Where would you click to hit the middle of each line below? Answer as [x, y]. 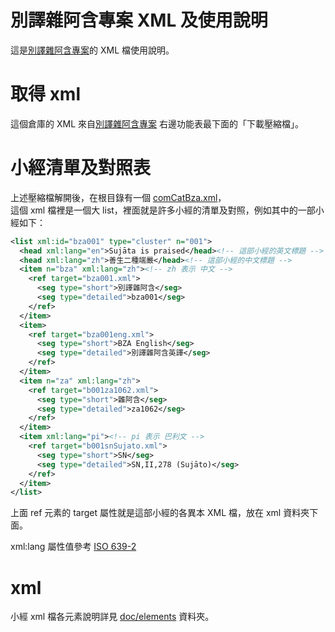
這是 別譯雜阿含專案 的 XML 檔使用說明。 [92, 50]
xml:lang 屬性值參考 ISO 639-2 [73, 547]
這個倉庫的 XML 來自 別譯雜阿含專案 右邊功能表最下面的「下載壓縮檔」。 [157, 123]
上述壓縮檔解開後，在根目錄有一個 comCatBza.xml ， [118, 197]
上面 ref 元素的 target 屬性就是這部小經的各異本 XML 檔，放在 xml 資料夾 [160, 513]
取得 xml [46, 94]
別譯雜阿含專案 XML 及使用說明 [139, 20]
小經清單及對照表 [81, 168]
